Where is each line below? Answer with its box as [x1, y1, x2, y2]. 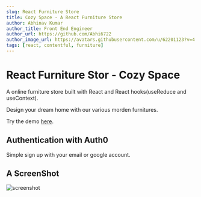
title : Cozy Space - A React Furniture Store [6, 14, 122, 20]
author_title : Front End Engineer [6, 25, 93, 32]
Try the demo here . [6, 118, 54, 125]
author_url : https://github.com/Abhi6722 [6, 31, 112, 37]
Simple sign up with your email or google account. [6, 151, 131, 158]
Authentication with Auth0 [6, 135, 108, 145]
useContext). [6, 94, 39, 102]
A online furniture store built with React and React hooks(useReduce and [6, 88, 187, 95]
